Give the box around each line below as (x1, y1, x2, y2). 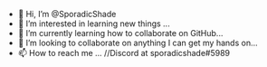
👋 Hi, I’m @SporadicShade (17, 9, 117, 19)
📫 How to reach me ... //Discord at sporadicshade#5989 (17, 48, 231, 58)
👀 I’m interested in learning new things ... (17, 18, 170, 29)
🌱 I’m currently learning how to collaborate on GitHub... (17, 28, 224, 38)
